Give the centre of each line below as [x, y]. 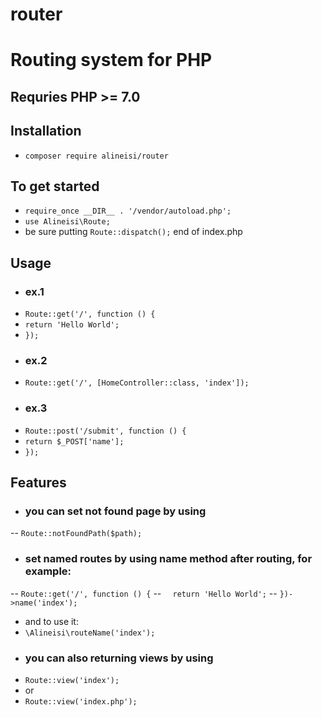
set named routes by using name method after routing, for [168, 559]
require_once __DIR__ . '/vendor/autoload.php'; [128, 211]
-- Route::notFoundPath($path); [76, 533]
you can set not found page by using [115, 511]
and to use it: [51, 621]
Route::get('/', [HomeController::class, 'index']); [137, 383]
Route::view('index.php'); [81, 701]
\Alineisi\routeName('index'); [90, 633]
